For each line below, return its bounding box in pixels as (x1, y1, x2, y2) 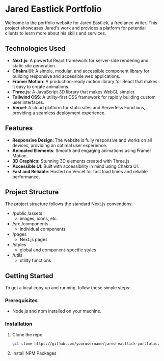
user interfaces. (12, 99, 44, 105)
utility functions (19, 257, 52, 264)
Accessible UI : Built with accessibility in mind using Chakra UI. (12, 163, 139, 169)
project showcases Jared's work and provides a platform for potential (5, 25, 146, 30)
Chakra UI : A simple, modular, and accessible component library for (12, 68, 150, 74)
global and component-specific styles (19, 247, 97, 253)
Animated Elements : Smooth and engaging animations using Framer (12, 148, 151, 153)
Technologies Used (5, 44, 65, 53)
